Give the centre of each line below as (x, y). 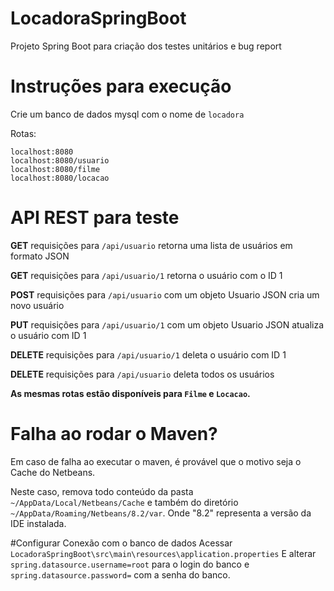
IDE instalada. (38, 523)
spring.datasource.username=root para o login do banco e (130, 564)
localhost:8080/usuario (60, 160)
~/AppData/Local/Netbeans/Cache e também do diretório (124, 502)
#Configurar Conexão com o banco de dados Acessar (121, 543)
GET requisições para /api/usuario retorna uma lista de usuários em (151, 245)
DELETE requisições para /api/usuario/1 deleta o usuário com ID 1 (148, 354)
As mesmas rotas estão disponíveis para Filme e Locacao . (130, 393)
